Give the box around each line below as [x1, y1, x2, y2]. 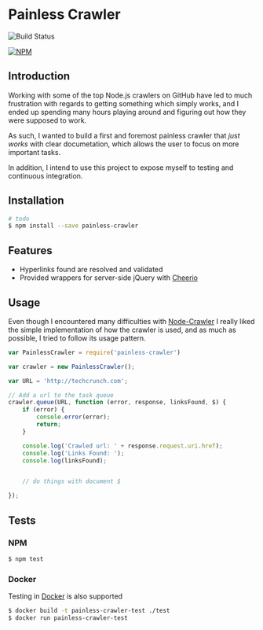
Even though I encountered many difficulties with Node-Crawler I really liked [8, 316, 255, 326]
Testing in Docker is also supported [8, 591, 123, 601]
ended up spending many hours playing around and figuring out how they [8, 107, 247, 116]
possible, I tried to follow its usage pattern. [8, 333, 147, 343]
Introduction [8, 69, 71, 83]
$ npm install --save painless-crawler [8, 222, 139, 230]
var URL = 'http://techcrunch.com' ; [8, 377, 128, 385]
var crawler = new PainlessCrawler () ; [8, 363, 135, 370]
